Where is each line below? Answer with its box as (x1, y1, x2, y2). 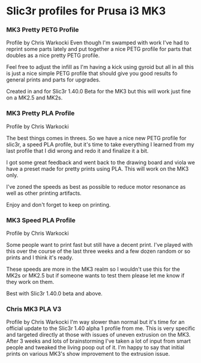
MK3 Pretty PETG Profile (6, 26, 79, 34)
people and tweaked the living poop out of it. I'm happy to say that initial (6, 344, 185, 351)
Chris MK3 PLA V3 (6, 305, 62, 313)
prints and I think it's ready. (6, 254, 74, 261)
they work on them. (6, 279, 55, 286)
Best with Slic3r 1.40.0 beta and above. (6, 290, 103, 297)
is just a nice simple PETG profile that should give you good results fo (6, 70, 178, 77)
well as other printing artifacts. (6, 189, 82, 196)
